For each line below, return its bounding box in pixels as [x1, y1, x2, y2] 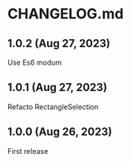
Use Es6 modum [7, 57, 62, 67]
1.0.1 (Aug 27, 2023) [7, 81, 108, 94]
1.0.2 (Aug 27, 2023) [7, 37, 111, 50]
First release [7, 146, 49, 156]
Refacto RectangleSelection [7, 101, 99, 112]
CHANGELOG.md [7, 5, 125, 23]
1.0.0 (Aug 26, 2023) [7, 125, 113, 139]
